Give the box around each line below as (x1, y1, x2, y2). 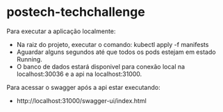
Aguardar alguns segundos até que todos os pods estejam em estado (16, 48, 216, 56)
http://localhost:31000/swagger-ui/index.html (16, 96, 147, 104)
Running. (16, 55, 42, 63)
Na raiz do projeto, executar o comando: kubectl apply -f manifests (16, 40, 209, 48)
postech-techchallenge (6, 4, 145, 20)
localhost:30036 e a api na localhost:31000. (16, 70, 142, 78)
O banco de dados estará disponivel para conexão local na (16, 62, 185, 71)
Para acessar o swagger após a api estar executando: (6, 83, 160, 91)
